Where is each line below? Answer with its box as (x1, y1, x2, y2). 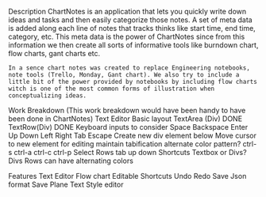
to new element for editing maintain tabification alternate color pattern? (8, 139, 241, 149)
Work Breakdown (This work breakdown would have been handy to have (8, 106, 246, 115)
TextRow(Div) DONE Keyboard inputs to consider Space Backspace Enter (8, 123, 249, 131)
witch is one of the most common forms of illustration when (8, 85, 215, 93)
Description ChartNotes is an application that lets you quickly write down (8, 7, 247, 16)
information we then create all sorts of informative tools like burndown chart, (8, 40, 259, 50)
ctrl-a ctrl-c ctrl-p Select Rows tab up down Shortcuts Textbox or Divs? (13, 148, 248, 157)
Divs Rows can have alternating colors (8, 156, 133, 165)
